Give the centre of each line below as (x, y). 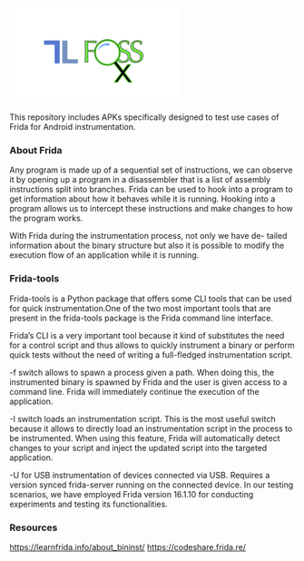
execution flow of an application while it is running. (104, 255)
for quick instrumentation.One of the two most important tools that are (140, 308)
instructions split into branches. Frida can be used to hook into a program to (151, 190)
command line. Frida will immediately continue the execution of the (135, 391)
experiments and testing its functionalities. (88, 504)
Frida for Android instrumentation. (73, 127)
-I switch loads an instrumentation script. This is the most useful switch (142, 418)
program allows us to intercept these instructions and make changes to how (151, 209)
